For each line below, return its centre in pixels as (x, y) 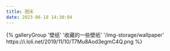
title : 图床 (20, 12)
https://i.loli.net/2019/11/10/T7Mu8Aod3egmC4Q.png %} (74, 42)
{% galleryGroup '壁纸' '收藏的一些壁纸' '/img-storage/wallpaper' (85, 35)
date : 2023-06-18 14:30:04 (39, 17)
